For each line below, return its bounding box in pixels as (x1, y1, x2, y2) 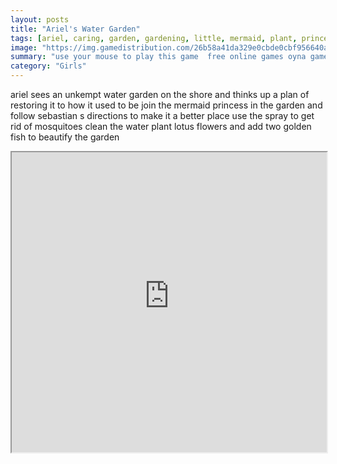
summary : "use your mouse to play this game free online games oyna (10, 52, 307, 62)
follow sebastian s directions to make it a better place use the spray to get (10, 110, 315, 121)
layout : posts (10, 14, 70, 25)
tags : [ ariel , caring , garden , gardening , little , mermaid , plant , (10, 33, 298, 43)
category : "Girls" (10, 61, 87, 71)
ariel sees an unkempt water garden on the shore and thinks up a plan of (10, 89, 310, 100)
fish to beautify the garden (10, 131, 120, 143)
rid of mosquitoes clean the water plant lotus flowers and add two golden (10, 121, 312, 132)
